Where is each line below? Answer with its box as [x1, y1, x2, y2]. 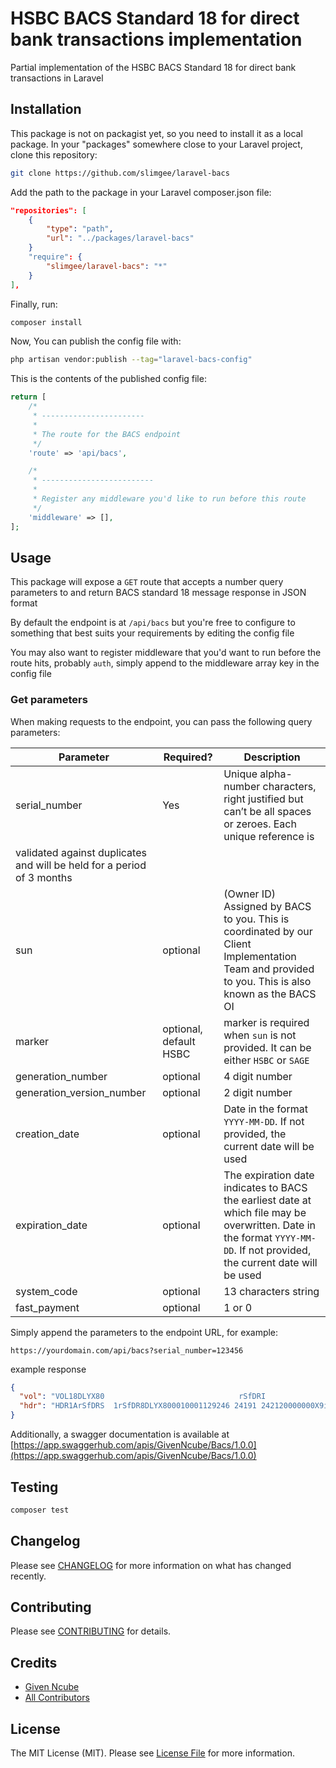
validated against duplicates [15, 845, 147, 859]
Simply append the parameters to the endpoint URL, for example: [10, 1326, 279, 1338]
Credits [10, 1654, 58, 1671]
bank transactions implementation [10, 28, 303, 51]
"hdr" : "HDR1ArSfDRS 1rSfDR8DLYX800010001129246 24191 [19, 1401, 257, 1411]
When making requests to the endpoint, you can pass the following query [10, 715, 313, 727]
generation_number [15, 1069, 108, 1083]
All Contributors [24, 1692, 90, 1704]
